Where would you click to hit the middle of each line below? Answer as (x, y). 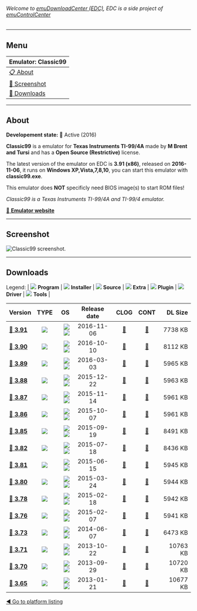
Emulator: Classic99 (38, 62)
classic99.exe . (24, 176)
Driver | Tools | (28, 295)
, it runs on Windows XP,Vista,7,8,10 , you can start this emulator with (104, 170)
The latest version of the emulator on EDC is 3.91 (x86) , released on (89, 163)
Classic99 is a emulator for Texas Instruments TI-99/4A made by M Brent (97, 146)
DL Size (177, 313)
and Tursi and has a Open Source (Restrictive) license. (73, 152)
